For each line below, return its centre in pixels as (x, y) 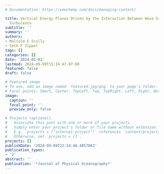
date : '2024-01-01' (25, 59)
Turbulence (20, 23)
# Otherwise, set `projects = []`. (43, 136)
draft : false (18, 73)
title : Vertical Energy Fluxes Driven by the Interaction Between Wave (79, 18)
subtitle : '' (18, 27)
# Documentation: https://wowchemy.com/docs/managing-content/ (71, 10)
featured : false (21, 69)
